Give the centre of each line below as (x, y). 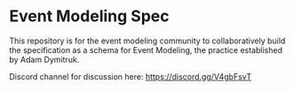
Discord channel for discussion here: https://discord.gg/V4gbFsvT (130, 76)
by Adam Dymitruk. (44, 59)
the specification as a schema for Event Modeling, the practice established (146, 49)
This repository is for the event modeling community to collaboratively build (147, 41)
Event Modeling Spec (89, 16)
